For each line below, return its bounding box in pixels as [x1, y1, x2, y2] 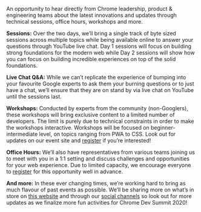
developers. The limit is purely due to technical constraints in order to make [6, 118, 194, 125]
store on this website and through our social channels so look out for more [6, 193, 192, 199]
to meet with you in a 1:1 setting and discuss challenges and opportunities [6, 155, 189, 162]
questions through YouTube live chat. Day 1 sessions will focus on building [6, 42, 192, 50]
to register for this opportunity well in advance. [6, 168, 124, 175]
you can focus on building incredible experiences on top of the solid [6, 56, 176, 62]
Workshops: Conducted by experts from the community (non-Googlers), [6, 105, 189, 111]
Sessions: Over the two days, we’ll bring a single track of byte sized [6, 30, 177, 37]
